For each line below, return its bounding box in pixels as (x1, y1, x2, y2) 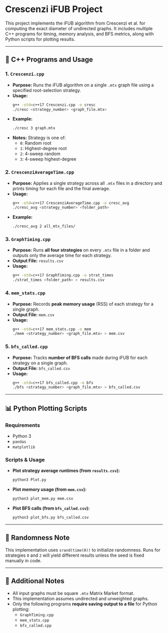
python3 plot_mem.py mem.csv (12, 496, 73, 501)
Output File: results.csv (12, 258, 63, 264)
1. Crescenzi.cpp (5, 70, 44, 77)
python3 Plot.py (12, 477, 46, 482)
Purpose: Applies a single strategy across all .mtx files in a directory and (12, 180, 162, 186)
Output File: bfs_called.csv (12, 365, 70, 371)
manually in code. (5, 557, 41, 563)
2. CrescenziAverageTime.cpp (5, 169, 74, 176)
